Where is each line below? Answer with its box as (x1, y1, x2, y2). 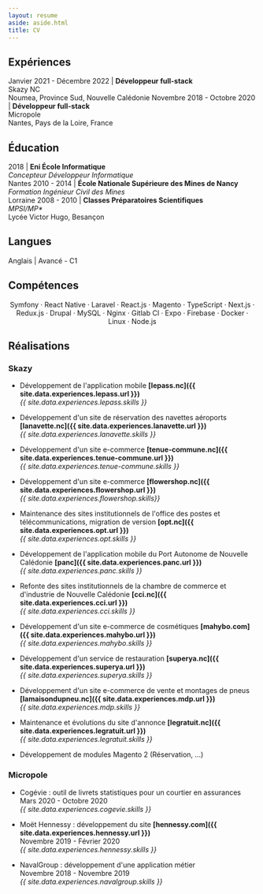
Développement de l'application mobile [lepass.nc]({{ (19, 381, 196, 390)
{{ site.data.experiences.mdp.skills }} (19, 702, 140, 712)
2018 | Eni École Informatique (8, 162, 106, 171)
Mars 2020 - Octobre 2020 (19, 795, 108, 805)
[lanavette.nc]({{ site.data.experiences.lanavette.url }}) (19, 421, 207, 430)
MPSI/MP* (8, 204, 43, 213)
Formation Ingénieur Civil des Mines (8, 187, 125, 196)
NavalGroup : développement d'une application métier (19, 860, 195, 870)
